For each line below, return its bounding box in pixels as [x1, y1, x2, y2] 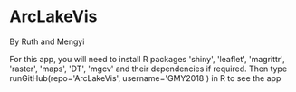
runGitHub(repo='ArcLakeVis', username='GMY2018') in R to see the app [9, 72, 282, 83]
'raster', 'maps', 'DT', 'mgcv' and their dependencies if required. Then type [9, 63, 288, 74]
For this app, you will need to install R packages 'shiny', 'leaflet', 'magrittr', [9, 53, 285, 64]
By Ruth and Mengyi [9, 36, 85, 47]
